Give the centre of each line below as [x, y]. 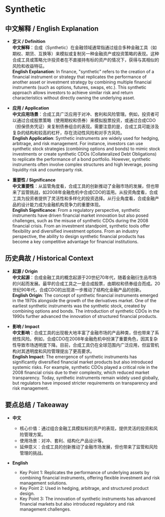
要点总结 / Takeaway [37, 405]
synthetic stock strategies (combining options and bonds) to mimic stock [86, 149]
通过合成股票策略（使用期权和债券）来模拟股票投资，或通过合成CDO [86, 120]
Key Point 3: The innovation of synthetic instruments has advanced [88, 498]
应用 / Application [31, 108]
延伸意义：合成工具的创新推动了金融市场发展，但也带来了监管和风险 [89, 447]
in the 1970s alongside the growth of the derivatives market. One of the [84, 300]
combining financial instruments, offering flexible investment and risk [90, 477]
